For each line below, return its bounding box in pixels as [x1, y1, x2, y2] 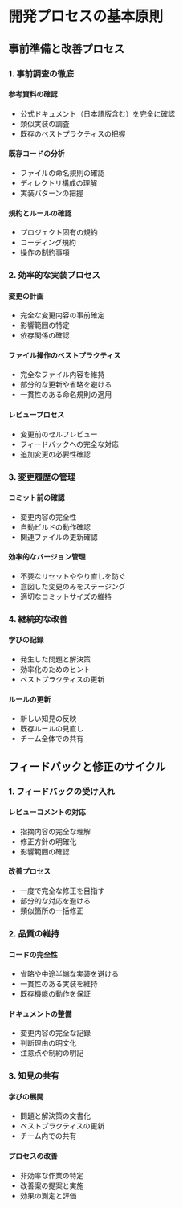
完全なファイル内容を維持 [19, 370, 105, 379]
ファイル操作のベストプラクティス [8, 350, 121, 360]
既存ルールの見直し [19, 724, 84, 734]
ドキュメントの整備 [8, 1009, 72, 1018]
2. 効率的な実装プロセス [8, 270, 100, 281]
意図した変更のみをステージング [19, 581, 126, 591]
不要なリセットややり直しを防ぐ [19, 571, 126, 581]
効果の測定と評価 [19, 1190, 77, 1200]
